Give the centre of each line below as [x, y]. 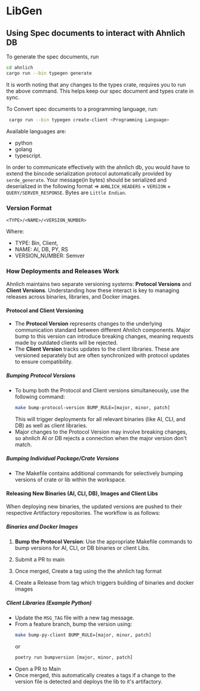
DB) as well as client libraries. [51, 426]
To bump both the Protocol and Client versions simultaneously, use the [102, 391]
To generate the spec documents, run [53, 57]
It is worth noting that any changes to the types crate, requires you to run [96, 84]
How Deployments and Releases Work [63, 271]
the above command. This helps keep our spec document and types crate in [100, 91]
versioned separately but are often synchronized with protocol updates [102, 355]
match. [23, 445]
